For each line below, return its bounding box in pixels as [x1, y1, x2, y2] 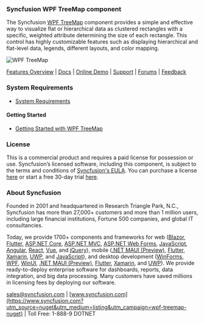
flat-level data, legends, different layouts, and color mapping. [6, 44, 160, 52]
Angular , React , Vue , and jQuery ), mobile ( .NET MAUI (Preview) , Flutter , [6, 246, 186, 254]
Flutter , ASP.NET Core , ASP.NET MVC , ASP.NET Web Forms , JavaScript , [6, 240, 188, 247]
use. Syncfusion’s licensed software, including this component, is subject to [6, 160, 197, 168]
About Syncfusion [6, 188, 62, 197]
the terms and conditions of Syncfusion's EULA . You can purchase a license [6, 167, 197, 174]
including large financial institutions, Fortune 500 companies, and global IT [6, 215, 194, 222]
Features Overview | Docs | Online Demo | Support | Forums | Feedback [6, 68, 187, 76]
